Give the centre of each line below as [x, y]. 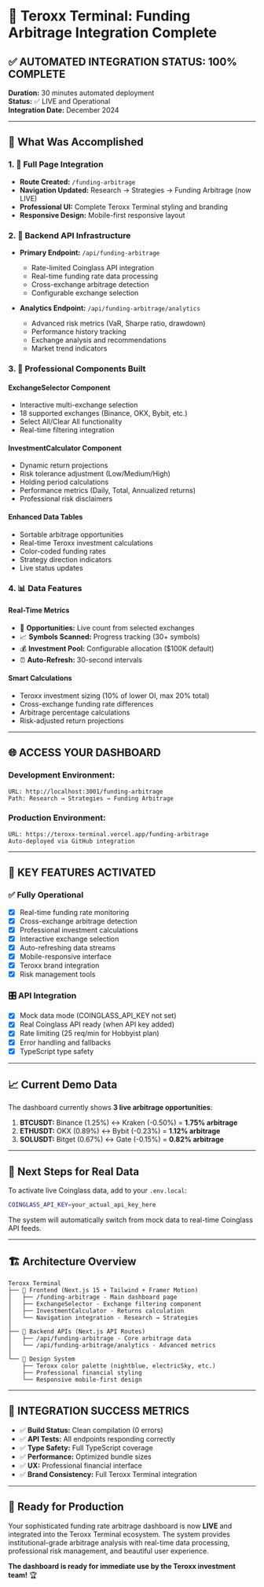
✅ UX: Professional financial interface [81, 1465]
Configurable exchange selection [85, 292]
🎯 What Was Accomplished [76, 142]
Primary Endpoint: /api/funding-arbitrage [90, 252]
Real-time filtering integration [67, 430]
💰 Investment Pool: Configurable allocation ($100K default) [117, 648]
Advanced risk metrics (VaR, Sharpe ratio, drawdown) [118, 323]
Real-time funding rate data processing [95, 276]
